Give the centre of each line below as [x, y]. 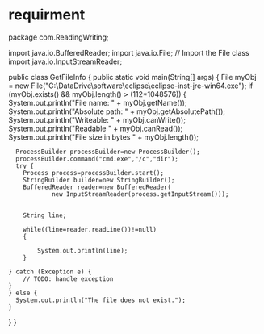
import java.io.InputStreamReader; [65, 61]
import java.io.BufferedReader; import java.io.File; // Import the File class [129, 52]
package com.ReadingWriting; [59, 37]
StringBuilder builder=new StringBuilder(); [99, 180]
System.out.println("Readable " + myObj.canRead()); [96, 128]
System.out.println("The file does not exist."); [101, 300]
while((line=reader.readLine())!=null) [90, 229]
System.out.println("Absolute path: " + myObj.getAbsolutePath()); [117, 111]
